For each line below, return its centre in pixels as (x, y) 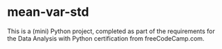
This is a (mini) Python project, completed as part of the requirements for (111, 31)
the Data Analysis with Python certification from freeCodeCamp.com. (106, 38)
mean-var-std (48, 12)
